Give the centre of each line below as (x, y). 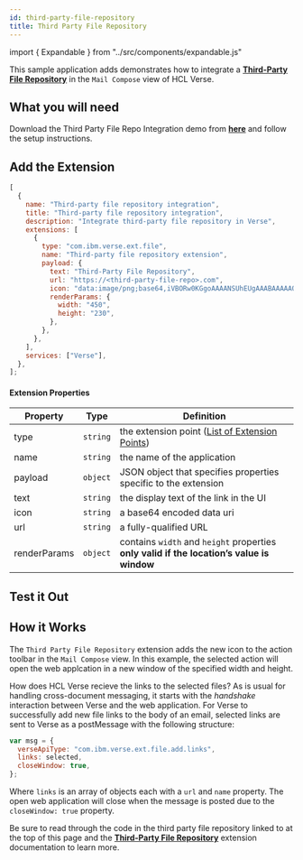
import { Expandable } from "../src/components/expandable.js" (126, 51)
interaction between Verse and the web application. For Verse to (129, 705)
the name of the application (178, 458)
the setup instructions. (51, 139)
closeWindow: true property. (62, 811)
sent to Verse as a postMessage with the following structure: (122, 724)
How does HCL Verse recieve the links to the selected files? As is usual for (147, 686)
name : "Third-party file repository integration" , (123, 204)
